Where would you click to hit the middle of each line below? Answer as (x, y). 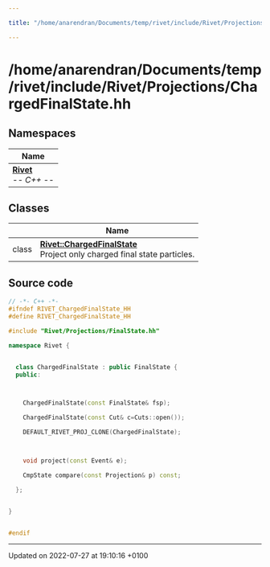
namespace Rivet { (39, 345)
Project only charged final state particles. (117, 254)
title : (19, 23)
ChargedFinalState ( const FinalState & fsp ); (97, 403)
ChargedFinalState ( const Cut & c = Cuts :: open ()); (104, 418)
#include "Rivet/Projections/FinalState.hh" (84, 331)
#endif (19, 533)
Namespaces (42, 134)
